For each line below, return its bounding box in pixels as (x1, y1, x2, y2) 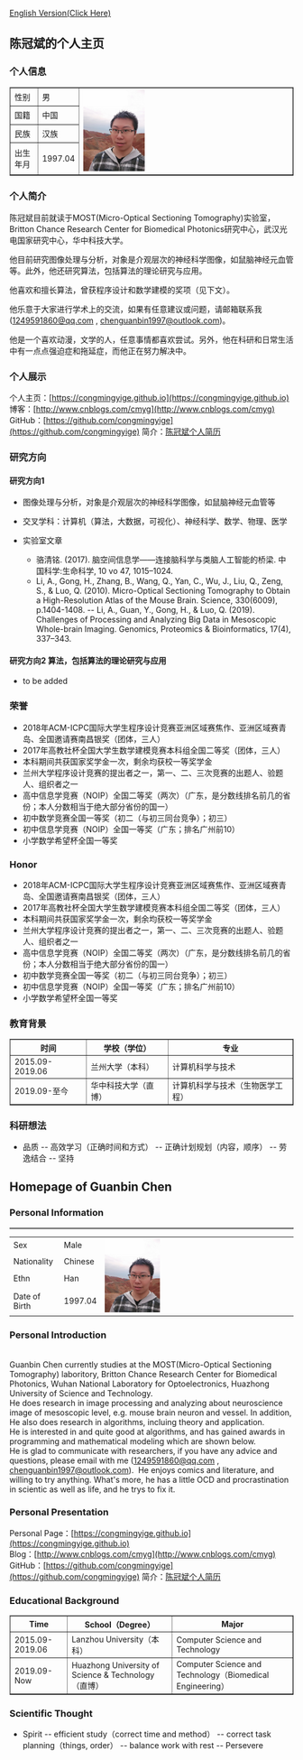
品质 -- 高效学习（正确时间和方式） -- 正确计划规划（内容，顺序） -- (22, 1142, 278, 1153)
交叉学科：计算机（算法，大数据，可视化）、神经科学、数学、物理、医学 (22, 516, 288, 527)
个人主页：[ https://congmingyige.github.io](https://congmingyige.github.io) (9, 393, 290, 403)
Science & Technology (71, 1669, 155, 1680)
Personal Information (9, 1207, 104, 1219)
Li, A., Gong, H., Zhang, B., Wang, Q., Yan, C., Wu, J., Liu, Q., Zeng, (35, 576, 284, 587)
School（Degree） (84, 1619, 156, 1630)
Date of (13, 1291, 41, 1301)
